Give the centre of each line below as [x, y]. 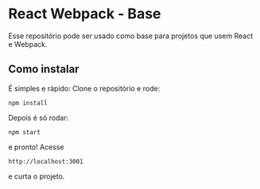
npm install [28, 103]
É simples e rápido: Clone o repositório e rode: [84, 88]
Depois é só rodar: [39, 118]
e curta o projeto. [37, 176]
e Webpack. [28, 44]
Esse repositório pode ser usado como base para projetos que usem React [130, 36]
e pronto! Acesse [36, 147]
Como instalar [44, 69]
